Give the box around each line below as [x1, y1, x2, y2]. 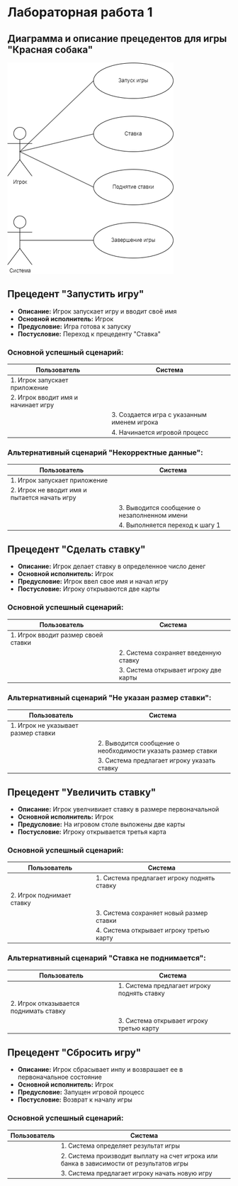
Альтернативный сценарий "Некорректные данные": [7, 448, 203, 458]
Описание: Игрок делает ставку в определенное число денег [17, 562, 206, 571]
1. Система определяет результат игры [60, 1141, 181, 1150]
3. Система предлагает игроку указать [98, 756, 216, 765]
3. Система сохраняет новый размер [95, 909, 208, 917]
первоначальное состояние [17, 1073, 103, 1082]
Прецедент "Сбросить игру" [7, 1046, 142, 1058]
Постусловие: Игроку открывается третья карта [17, 828, 166, 836]
